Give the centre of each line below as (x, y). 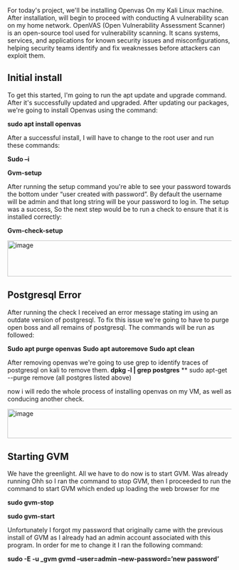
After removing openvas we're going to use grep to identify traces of (108, 362)
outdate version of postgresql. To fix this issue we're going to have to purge (118, 320)
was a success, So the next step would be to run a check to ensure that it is (118, 209)
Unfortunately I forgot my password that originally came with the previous (115, 530)
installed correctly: (35, 217)
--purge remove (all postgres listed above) (69, 377)
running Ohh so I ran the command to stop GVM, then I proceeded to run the (119, 481)
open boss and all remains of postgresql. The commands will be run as (111, 327)
